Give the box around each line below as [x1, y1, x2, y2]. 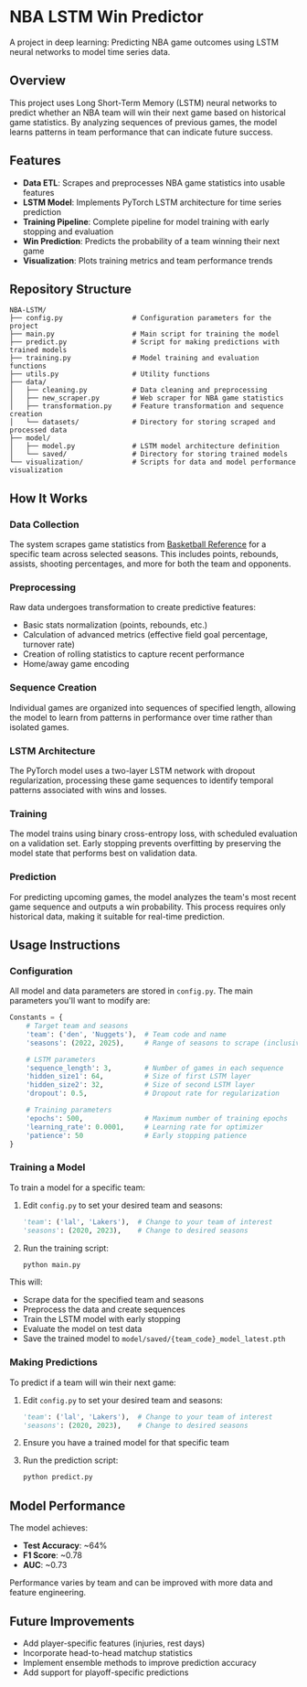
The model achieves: [9, 1522, 89, 1533]
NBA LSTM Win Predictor [9, 6, 204, 27]
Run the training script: [22, 1242, 110, 1253]
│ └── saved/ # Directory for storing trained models [9, 450, 288, 459]
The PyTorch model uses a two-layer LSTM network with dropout [9, 765, 256, 776]
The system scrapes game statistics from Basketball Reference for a [9, 539, 267, 550]
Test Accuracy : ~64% [22, 1540, 108, 1552]
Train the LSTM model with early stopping [22, 1314, 181, 1325]
